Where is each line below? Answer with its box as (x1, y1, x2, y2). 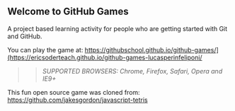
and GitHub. (7, 32, 42, 40)
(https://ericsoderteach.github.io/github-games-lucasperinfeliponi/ (7, 53, 203, 62)
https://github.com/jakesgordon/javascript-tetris (7, 95, 149, 104)
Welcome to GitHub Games (7, 6, 129, 18)
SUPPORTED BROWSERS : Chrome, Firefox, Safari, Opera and (42, 66, 223, 75)
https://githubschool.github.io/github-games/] (84, 45, 219, 54)
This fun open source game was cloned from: (7, 88, 140, 96)
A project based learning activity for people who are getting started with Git (7, 24, 228, 33)
